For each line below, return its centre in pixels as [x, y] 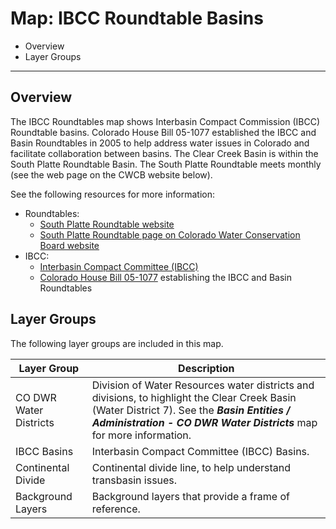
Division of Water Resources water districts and [203, 385]
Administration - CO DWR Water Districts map [204, 422]
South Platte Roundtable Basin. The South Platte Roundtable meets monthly [166, 164]
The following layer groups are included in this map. [117, 343]
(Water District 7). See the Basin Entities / [191, 410]
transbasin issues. [134, 480]
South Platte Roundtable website [107, 224]
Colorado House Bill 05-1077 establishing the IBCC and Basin [166, 277]
